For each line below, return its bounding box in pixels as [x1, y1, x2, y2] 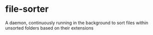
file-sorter [5, 3, 49, 15]
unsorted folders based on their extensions [5, 25, 94, 31]
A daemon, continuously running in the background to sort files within [5, 20, 149, 26]
